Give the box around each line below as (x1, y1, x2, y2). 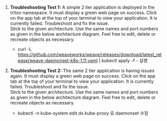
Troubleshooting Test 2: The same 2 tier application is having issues (10, 68, 155, 74)
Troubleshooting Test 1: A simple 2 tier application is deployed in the (10, 5, 155, 10)
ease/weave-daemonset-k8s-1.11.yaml (17, 57, 98, 64)
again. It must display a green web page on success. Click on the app (10, 73, 156, 79)
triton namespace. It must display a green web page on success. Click (10, 10, 157, 16)
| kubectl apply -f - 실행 (98, 57, 148, 64)
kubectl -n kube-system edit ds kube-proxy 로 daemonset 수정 (17, 110, 149, 116)
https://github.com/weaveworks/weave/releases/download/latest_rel (17, 51, 162, 57)
